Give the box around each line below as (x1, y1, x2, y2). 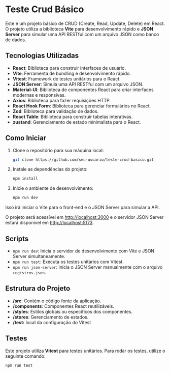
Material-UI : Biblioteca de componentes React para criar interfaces (12, 87, 154, 93)
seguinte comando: (5, 353, 46, 359)
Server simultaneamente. (12, 253, 65, 259)
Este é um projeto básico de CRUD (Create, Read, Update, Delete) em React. (5, 20, 165, 26)
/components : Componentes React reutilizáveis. (12, 303, 115, 309)
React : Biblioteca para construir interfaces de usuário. (12, 65, 126, 71)
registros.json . (12, 270, 47, 275)
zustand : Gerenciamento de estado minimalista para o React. (12, 119, 141, 125)
